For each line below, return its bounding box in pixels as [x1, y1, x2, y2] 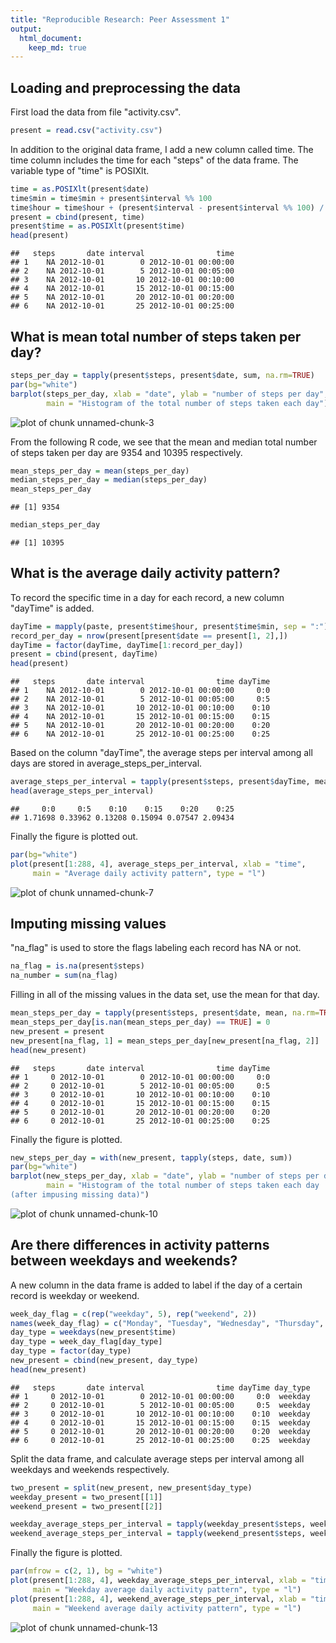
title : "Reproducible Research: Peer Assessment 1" [10, 14, 230, 25]
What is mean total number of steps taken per [10, 328, 302, 345]
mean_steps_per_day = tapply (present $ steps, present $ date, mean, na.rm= [10, 1008, 320, 1018]
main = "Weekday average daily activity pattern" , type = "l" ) [32, 1584, 302, 1595]
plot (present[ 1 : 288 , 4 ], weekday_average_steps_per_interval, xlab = [10, 1576, 307, 1586]
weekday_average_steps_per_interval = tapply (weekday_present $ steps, [10, 1519, 307, 1530]
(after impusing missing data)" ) [10, 1190, 150, 1200]
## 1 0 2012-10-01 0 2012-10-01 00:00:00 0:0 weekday [10, 1391, 311, 1401]
